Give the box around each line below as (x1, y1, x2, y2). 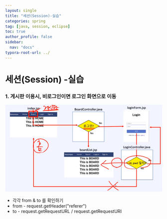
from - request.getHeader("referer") (12, 203, 87, 209)
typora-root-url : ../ (5, 50, 50, 55)
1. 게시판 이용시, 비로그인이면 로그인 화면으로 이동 (5, 93, 117, 100)
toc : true (5, 29, 26, 34)
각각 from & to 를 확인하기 (12, 198, 64, 204)
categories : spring (5, 18, 46, 23)
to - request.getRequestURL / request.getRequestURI (12, 209, 122, 215)
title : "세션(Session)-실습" (5, 13, 61, 18)
